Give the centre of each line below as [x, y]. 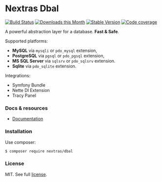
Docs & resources [26, 108]
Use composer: [20, 142]
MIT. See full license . [26, 174]
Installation [19, 132]
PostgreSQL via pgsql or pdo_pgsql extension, [58, 56]
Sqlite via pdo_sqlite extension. [44, 66]
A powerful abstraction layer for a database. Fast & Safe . [62, 31]
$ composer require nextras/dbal [39, 151]
